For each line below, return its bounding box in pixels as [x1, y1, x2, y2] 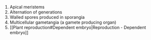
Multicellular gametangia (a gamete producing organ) [9, 19, 117, 25]
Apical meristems [9, 4, 45, 10]
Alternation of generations [9, 9, 62, 15]
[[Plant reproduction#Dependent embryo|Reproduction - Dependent [9, 25, 147, 30]
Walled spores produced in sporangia [9, 14, 85, 20]
